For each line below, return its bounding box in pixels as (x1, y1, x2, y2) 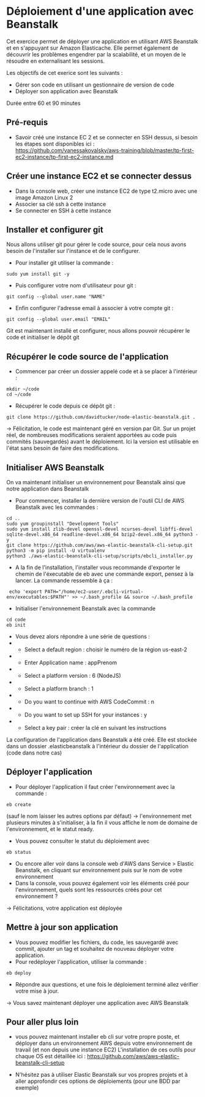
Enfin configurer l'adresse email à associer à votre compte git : (15, 304, 174, 312)
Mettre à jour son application (6, 922, 118, 932)
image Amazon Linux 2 (15, 193, 73, 201)
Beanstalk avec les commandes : (15, 503, 99, 511)
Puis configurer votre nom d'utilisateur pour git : (15, 282, 136, 289)
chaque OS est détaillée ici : (15, 1053, 86, 1060)
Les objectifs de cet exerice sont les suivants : (6, 69, 123, 76)
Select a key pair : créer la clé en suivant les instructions (24, 724, 167, 731)
